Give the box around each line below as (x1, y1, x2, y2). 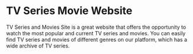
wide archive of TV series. (6, 42, 70, 49)
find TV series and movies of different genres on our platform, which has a (6, 36, 188, 43)
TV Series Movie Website (6, 4, 133, 18)
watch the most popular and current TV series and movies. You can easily (6, 29, 186, 36)
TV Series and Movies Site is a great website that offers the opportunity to (6, 23, 187, 31)
